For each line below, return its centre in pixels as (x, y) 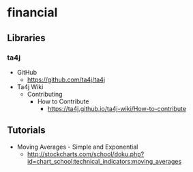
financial (32, 13)
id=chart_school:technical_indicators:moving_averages (104, 161)
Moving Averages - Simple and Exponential (77, 147)
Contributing (45, 94)
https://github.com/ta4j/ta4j (66, 79)
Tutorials (26, 131)
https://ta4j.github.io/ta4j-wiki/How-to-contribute (117, 108)
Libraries (26, 38)
